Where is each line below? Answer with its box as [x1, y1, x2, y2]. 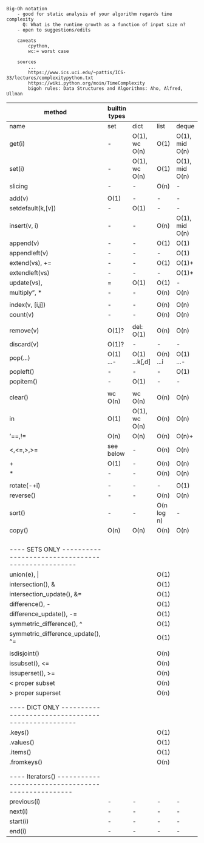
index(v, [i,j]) [9, 301, 46, 309]
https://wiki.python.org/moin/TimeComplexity [28, 80, 146, 86]
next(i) [9, 807, 29, 816]
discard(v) [9, 340, 39, 348]
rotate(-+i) [9, 481, 41, 489]
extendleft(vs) [9, 269, 50, 277]
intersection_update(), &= [9, 590, 82, 598]
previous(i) [9, 797, 41, 805]
